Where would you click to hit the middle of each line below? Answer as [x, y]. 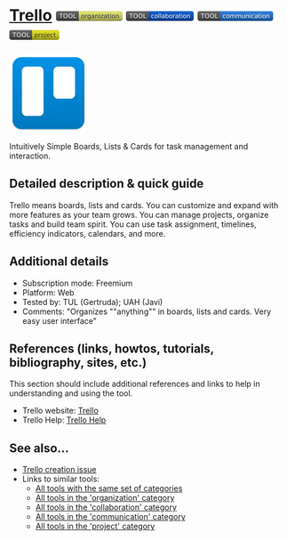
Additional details [59, 262]
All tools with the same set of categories [109, 488]
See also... [39, 448]
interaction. [30, 156]
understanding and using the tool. [71, 393]
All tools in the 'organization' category [105, 498]
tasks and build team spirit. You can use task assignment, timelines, [133, 224]
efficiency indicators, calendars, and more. [88, 233]
